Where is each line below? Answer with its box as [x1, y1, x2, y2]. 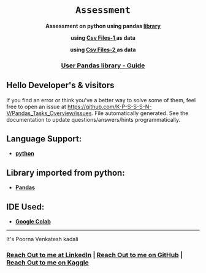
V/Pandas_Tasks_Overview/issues [6, 109, 92, 117]
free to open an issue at [6, 103, 66, 110]
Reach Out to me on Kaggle [6, 258, 89, 267]
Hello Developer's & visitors [6, 80, 115, 91]
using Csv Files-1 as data [70, 34, 136, 41]
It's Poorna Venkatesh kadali [6, 236, 78, 243]
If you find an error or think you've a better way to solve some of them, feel [6, 96, 196, 103]
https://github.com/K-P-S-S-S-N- [67, 103, 152, 110]
